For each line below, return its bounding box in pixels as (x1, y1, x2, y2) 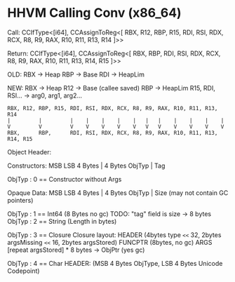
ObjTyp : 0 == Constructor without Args (7, 175, 122, 183)
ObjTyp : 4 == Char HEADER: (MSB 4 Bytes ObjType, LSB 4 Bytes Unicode (7, 259, 223, 267)
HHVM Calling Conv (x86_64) (7, 5, 182, 21)
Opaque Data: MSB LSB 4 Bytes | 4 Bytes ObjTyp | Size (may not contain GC (7, 188, 229, 197)
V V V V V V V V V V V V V (7, 123, 224, 130)
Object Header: (7, 147, 51, 156)
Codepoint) (7, 267, 40, 275)
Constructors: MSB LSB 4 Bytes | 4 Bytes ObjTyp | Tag (7, 161, 166, 170)
